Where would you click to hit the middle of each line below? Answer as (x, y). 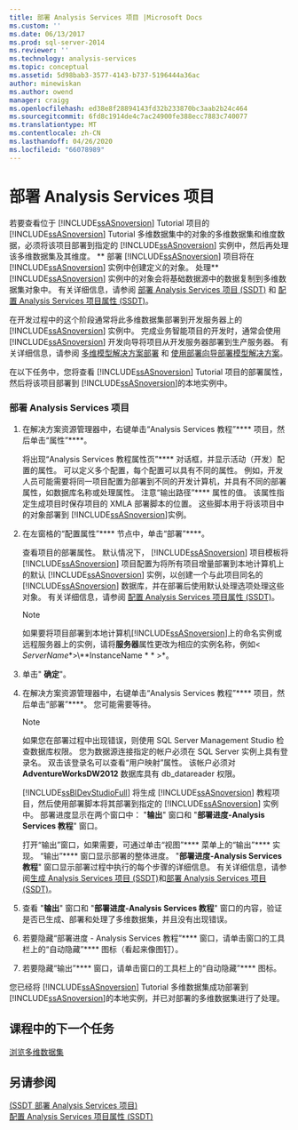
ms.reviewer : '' (39, 51)
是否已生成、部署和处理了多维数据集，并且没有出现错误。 (127, 919)
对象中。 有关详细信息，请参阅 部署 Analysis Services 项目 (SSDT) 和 (150, 289)
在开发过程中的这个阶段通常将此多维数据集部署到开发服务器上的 (125, 319)
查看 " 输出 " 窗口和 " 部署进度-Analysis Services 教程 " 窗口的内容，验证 (152, 908)
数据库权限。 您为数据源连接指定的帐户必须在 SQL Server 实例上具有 (155, 751)
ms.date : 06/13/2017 (47, 34)
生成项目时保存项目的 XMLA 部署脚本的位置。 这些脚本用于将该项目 (153, 503)
